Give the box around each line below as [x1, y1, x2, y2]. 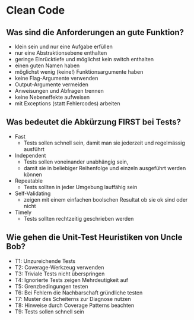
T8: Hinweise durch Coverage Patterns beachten [14, 302, 135, 309]
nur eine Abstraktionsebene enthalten [14, 49, 107, 57]
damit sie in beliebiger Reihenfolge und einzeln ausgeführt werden [23, 164, 186, 171]
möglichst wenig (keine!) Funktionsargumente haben [14, 68, 144, 75]
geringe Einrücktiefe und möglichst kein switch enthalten [14, 56, 154, 62]
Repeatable [14, 177, 43, 184]
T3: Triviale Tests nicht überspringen [14, 270, 105, 277]
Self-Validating [14, 190, 51, 197]
